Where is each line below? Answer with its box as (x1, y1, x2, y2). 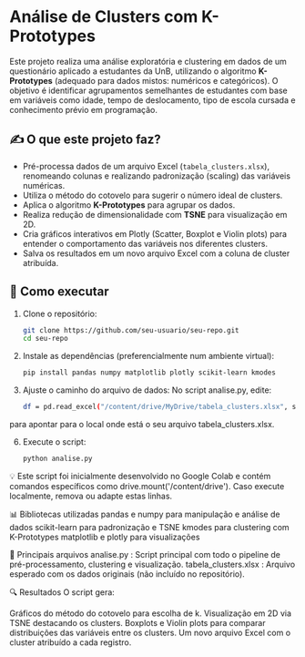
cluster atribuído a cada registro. (9, 636, 132, 648)
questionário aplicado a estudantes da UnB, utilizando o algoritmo (9, 66, 257, 77)
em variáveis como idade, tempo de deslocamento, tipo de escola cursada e (9, 94, 296, 106)
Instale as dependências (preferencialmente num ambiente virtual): (22, 351, 275, 362)
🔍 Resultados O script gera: (9, 586, 116, 598)
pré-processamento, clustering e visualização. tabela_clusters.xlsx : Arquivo (9, 559, 296, 570)
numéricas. (22, 180, 66, 190)
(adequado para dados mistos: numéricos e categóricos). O (54, 75, 279, 86)
